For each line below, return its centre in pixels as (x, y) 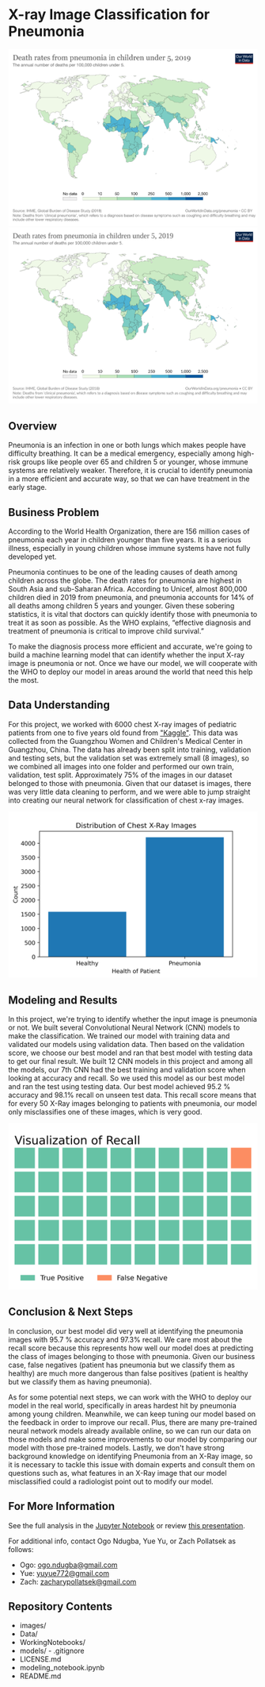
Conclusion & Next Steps (71, 1312)
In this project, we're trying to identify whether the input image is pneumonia (132, 1019)
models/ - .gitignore (52, 1651)
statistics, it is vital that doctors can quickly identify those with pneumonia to (133, 614)
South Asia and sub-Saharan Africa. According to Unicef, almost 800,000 (128, 588)
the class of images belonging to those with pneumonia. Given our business (132, 1356)
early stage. (28, 487)
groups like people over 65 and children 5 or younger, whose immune (135, 462)
